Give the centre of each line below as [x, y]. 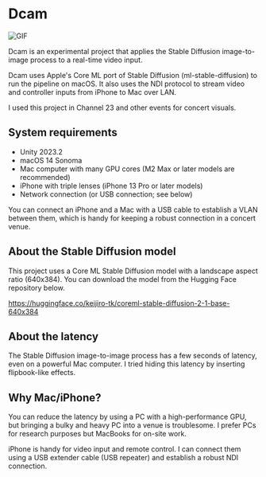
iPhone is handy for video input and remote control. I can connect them [125, 449]
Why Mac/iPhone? [55, 398]
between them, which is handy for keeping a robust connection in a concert [132, 218]
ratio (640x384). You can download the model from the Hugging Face [122, 279]
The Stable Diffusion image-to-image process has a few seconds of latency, [133, 356]
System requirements [63, 133]
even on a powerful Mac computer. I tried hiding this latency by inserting [127, 364]
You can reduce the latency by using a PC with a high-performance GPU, [128, 417]
